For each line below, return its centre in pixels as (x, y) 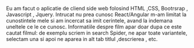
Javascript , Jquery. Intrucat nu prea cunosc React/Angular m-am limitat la (96, 14)
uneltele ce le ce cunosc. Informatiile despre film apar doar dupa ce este (94, 27)
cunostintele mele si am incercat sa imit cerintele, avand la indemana (89, 21)
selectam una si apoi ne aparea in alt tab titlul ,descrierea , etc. (82, 39)
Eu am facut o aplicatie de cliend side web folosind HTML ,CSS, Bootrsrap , (97, 8)
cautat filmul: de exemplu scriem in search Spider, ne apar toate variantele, (97, 33)
